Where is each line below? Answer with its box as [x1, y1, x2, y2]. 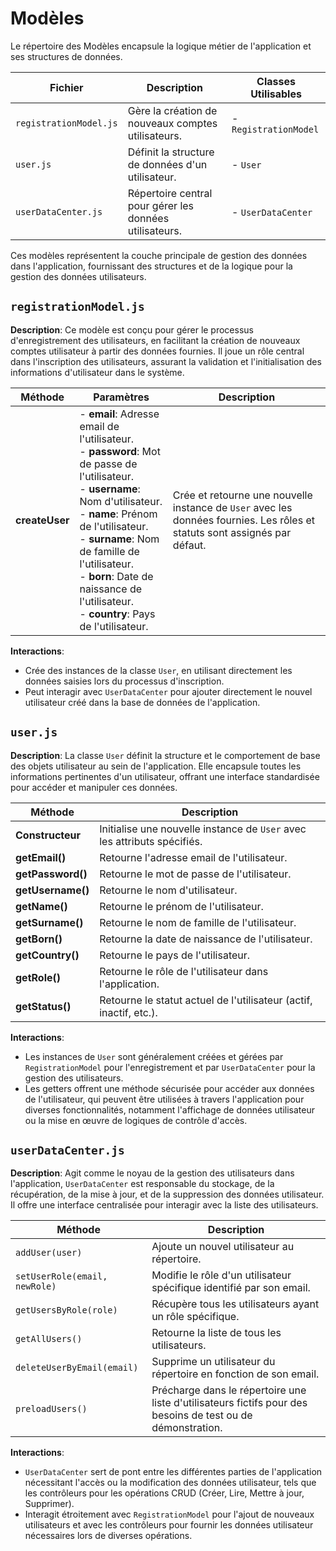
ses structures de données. [10, 50, 123, 62]
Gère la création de [127, 103, 218, 117]
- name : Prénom [79, 507, 158, 521]
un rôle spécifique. [151, 1310, 240, 1324]
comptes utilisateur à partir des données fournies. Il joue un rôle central [10, 345, 305, 357]
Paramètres [93, 390, 150, 404]
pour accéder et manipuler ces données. [10, 781, 178, 793]
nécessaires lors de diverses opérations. [24, 1530, 193, 1542]
